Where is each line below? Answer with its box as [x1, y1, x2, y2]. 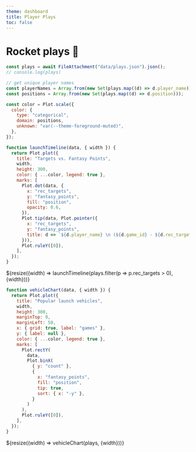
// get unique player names [6, 80, 75, 86]
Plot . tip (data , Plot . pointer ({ [21, 215, 98, 221]
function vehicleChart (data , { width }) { [6, 287, 111, 293]
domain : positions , [16, 118, 64, 124]
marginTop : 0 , [16, 314, 51, 320]
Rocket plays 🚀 [6, 44, 79, 58]
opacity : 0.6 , [27, 204, 61, 211]
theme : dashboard [6, 8, 48, 15]
